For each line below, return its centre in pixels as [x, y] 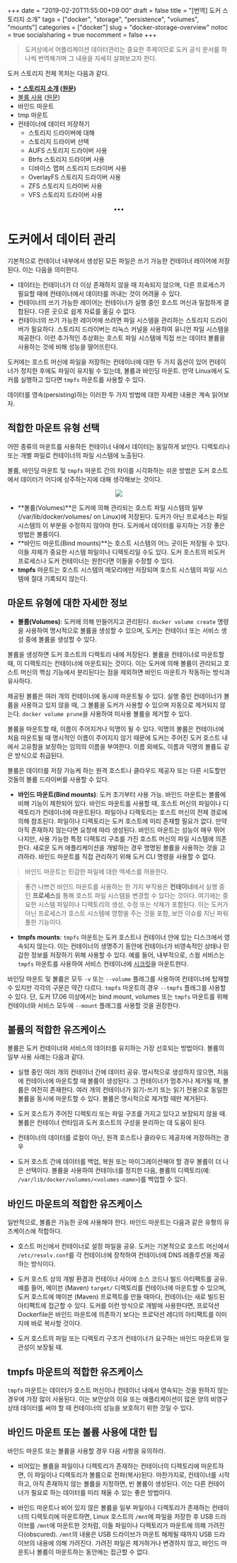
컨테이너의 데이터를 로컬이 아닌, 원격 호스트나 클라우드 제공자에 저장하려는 [120, 1138]
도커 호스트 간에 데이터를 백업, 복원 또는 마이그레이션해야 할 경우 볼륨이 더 [119, 1162]
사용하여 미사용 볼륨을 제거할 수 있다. [141, 713]
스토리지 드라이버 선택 [59, 141]
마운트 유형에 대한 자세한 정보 [68, 603]
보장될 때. [50, 1347]
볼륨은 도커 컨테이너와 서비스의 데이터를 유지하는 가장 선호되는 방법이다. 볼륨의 [116, 1048]
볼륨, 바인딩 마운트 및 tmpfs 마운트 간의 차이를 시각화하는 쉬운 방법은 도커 [109, 470]
